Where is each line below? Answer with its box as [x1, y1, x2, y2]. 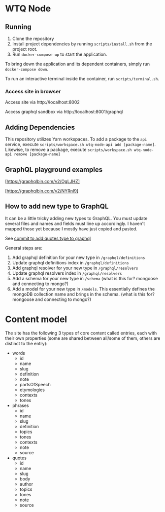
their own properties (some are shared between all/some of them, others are [5, 335, 161, 341]
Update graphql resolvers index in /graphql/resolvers [12, 270, 122, 276]
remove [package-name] [14, 152, 61, 157]
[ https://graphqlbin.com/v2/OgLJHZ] [5, 178, 80, 184]
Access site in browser [5, 88, 61, 95]
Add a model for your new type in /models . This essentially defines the [12, 286, 155, 292]
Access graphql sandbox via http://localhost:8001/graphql [5, 109, 123, 115]
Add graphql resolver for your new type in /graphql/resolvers [12, 265, 138, 271]
